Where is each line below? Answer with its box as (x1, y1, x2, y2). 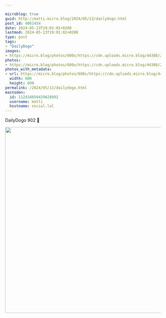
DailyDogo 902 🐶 (5, 117, 40, 123)
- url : (5, 71, 19, 77)
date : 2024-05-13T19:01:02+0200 (5, 25, 72, 30)
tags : (5, 39, 16, 45)
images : (5, 48, 21, 53)
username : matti (9, 99, 43, 104)
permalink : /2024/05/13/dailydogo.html (5, 85, 87, 90)
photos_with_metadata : (5, 67, 52, 72)
